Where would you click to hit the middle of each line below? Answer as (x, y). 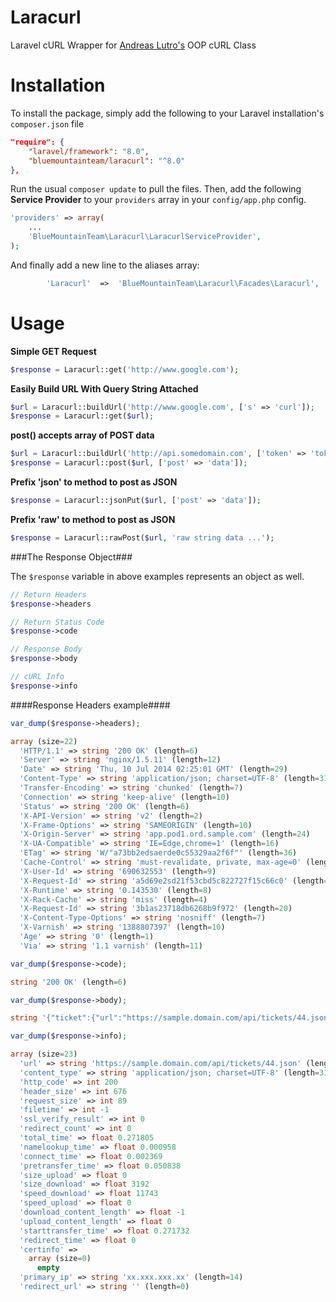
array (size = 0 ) (60, 1259)
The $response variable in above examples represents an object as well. (157, 576)
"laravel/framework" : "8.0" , (89, 151)
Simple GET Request (53, 351)
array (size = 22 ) (44, 741)
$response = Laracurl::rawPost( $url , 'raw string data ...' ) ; (142, 537)
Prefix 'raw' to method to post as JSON (93, 519)
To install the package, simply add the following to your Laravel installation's (167, 113)
